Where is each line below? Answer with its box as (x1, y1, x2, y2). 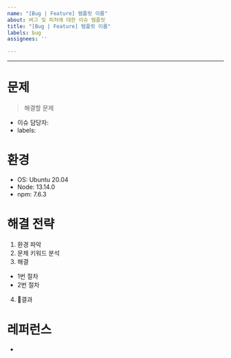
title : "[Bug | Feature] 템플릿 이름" (7, 23, 111, 30)
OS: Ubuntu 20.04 (16, 176, 69, 183)
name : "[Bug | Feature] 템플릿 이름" (7, 10, 108, 17)
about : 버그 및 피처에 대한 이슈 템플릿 (7, 16, 106, 23)
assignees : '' (7, 36, 48, 43)
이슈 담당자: (16, 118, 49, 127)
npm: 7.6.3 (16, 190, 47, 198)
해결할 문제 (23, 104, 54, 112)
